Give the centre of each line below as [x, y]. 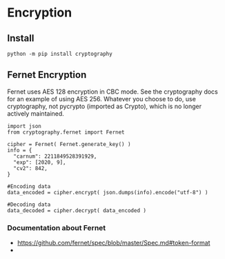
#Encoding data [29, 186]
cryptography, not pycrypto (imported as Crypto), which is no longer [105, 106]
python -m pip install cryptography [60, 54]
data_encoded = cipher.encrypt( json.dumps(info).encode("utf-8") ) [108, 192]
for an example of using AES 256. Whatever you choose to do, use [102, 99]
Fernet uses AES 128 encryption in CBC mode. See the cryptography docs [113, 92]
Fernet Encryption [47, 75]
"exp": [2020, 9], [40, 162]
